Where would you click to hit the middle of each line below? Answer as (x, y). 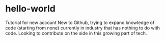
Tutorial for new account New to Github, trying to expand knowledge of (80, 22)
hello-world (31, 9)
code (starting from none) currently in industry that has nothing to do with (83, 27)
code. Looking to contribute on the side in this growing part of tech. (76, 33)
